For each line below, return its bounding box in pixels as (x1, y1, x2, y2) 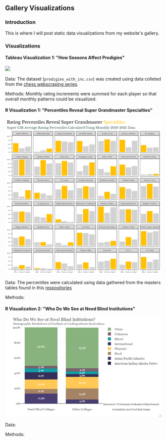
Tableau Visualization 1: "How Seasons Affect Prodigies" (5, 54, 125, 61)
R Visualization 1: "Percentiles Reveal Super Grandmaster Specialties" (5, 107, 153, 113)
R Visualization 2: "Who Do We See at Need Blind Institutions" (5, 305, 135, 311)
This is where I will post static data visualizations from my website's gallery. (5, 30, 160, 36)
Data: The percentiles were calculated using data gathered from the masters (5, 280, 161, 286)
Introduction (5, 19, 36, 26)
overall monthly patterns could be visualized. (5, 96, 97, 102)
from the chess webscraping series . (5, 81, 79, 87)
